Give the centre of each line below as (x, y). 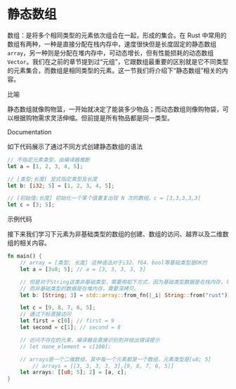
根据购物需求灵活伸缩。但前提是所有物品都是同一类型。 (93, 117)
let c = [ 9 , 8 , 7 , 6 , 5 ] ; (58, 308)
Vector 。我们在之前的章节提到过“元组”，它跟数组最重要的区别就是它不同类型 (118, 61)
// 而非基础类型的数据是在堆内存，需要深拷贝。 (79, 288)
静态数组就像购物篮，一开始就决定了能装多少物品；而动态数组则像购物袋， (115, 109)
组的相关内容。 (29, 243)
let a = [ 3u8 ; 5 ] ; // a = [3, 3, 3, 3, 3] (83, 269)
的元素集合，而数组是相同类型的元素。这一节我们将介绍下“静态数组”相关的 (115, 70)
